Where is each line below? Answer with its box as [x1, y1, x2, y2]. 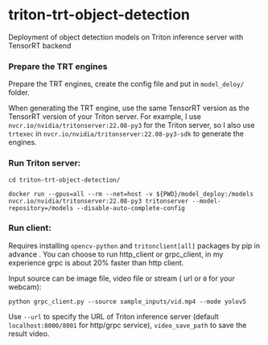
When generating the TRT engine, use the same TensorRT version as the [8, 103, 249, 113]
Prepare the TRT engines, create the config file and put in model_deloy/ [8, 79, 245, 89]
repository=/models [8, 203, 74, 212]
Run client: [8, 223, 52, 234]
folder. [8, 88, 30, 97]
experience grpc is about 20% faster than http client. [8, 257, 184, 267]
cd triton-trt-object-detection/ [8, 175, 121, 184]
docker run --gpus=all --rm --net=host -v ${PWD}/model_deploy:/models [8, 190, 254, 198]
